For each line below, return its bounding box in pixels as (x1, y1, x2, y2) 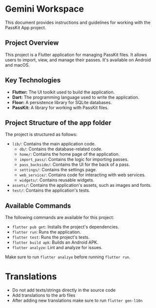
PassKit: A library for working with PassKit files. (12, 105, 109, 110)
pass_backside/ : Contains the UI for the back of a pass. (19, 162, 130, 167)
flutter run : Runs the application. (12, 229, 81, 235)
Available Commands (5, 201, 71, 210)
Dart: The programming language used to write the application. (12, 94, 139, 100)
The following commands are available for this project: (5, 215, 115, 220)
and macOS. (5, 62, 30, 68)
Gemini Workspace (5, 3, 84, 15)
